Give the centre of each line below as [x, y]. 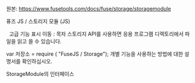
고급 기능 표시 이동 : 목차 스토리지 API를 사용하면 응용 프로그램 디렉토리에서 [96, 34]
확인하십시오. [37, 61]
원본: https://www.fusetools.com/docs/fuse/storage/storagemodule [89, 9]
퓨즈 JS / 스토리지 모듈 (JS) [38, 21]
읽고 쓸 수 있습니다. [39, 41]
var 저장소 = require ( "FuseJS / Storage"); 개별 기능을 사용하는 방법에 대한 [95, 54]
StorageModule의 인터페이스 [40, 74]
